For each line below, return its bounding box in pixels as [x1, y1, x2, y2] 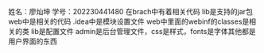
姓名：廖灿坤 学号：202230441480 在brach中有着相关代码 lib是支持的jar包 [8, 7, 253, 16]
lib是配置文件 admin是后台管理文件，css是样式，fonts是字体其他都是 [30, 27, 256, 36]
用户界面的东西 [8, 36, 57, 46]
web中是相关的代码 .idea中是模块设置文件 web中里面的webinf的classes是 [8, 17, 250, 26]
